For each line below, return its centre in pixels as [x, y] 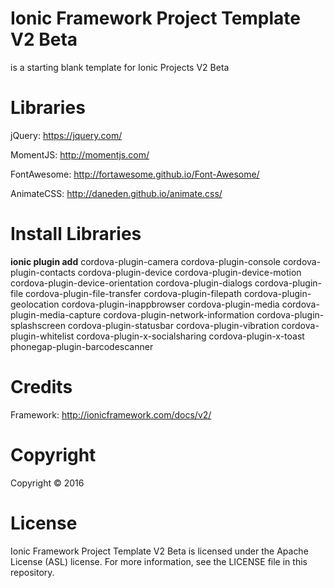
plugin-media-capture [56, 314]
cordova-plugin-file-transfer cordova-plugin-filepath [134, 293]
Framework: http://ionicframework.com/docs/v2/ [111, 414]
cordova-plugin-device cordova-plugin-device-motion [189, 272]
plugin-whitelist [42, 336]
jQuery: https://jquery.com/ [66, 135]
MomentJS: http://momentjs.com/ [80, 154]
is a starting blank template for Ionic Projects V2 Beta [120, 67]
